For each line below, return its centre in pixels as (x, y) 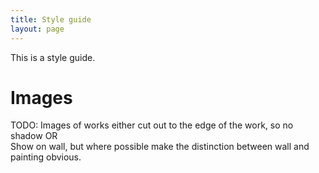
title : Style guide (51, 19)
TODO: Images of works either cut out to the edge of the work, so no (152, 125)
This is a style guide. (53, 57)
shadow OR (34, 136)
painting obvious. (46, 157)
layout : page (37, 29)
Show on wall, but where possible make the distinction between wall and (160, 147)
